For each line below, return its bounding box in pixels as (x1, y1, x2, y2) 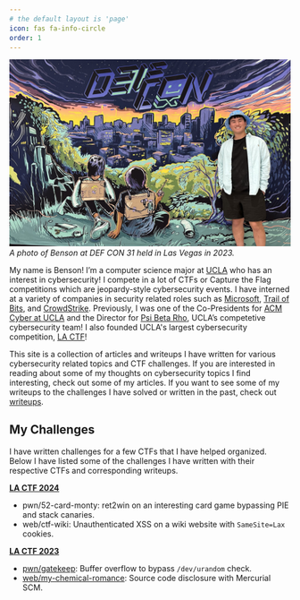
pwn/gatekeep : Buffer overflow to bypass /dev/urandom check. (21, 562, 253, 573)
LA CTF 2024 (9, 482, 60, 493)
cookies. (21, 528, 54, 539)
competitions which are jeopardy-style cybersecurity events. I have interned (9, 284, 290, 295)
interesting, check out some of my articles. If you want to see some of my (9, 377, 279, 389)
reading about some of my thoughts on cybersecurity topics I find (9, 368, 252, 379)
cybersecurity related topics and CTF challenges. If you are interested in (9, 358, 275, 369)
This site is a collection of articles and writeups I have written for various (9, 349, 277, 360)
